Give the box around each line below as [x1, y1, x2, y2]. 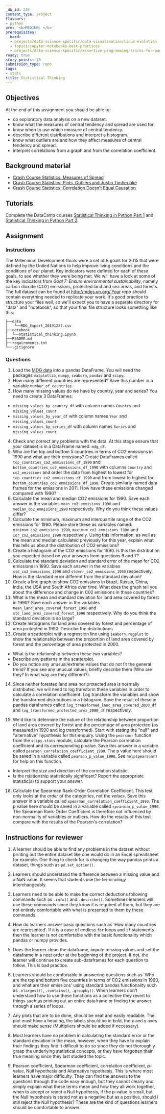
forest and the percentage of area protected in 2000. [12, 642, 119, 647]
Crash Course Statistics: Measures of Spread [12, 174, 104, 180]
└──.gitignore [5, 345, 35, 349]
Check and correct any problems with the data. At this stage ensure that [12, 438, 158, 444]
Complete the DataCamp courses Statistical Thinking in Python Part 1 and [5, 212, 154, 218]
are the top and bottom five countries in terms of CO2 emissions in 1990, [12, 977, 160, 983]
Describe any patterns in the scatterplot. [12, 656, 94, 662]
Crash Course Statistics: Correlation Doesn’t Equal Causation [12, 185, 136, 191]
